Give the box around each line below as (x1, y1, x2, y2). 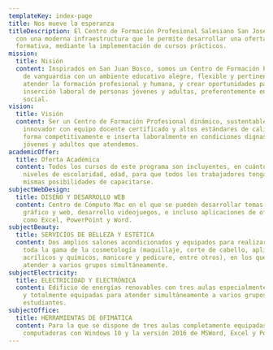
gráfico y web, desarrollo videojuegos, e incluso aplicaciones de (23, 208, 256, 216)
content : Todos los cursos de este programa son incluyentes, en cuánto (15, 163, 267, 171)
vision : (8, 102, 35, 110)
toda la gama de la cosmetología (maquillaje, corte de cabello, (23, 246, 249, 254)
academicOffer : (8, 148, 60, 156)
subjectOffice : (8, 306, 60, 314)
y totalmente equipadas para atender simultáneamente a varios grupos (23, 292, 267, 300)
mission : (8, 50, 38, 58)
